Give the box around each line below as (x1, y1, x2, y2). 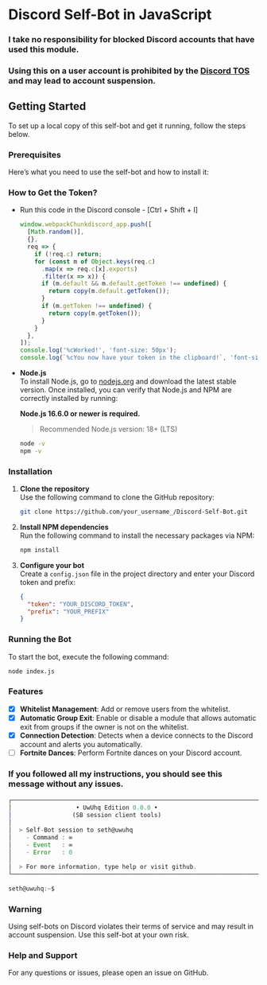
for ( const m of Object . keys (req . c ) (34, 257, 156, 266)
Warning (8, 903, 42, 914)
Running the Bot (8, 634, 72, 645)
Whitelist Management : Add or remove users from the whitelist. (19, 704, 230, 714)
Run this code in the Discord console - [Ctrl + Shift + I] (19, 205, 199, 215)
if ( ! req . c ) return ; (34, 250, 103, 258)
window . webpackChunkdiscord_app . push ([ (19, 220, 153, 228)
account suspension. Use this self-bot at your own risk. (8, 930, 189, 940)
